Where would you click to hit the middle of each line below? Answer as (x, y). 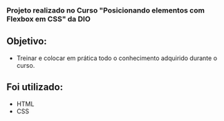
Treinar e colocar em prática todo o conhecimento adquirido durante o (117, 58)
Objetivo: (27, 41)
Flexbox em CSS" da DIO (48, 19)
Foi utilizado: (35, 87)
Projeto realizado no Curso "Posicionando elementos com (106, 10)
